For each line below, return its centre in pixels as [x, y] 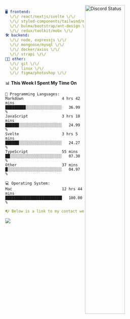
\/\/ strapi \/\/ [28, 54]
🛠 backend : [17, 35]
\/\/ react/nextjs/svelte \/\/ [43, 16]
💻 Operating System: [28, 184]
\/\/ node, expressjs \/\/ [38, 40]
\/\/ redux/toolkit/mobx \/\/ [41, 31]
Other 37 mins [42, 165]
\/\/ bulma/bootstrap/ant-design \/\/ [51, 26]
